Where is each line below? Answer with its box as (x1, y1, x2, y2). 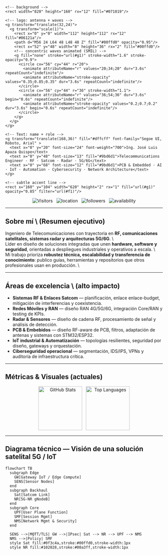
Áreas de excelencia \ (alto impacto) (5, 281, 120, 290)
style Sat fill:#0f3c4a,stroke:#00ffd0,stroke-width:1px (9, 540, 131, 545)
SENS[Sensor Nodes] (14, 479, 55, 484)
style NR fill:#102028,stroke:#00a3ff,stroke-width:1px (9, 544, 128, 550)
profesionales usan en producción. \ (5, 262, 80, 268)
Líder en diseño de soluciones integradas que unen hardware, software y (5, 241, 157, 247)
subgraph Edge (9, 470, 39, 475)
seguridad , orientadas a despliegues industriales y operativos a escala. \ (5, 246, 155, 253)
